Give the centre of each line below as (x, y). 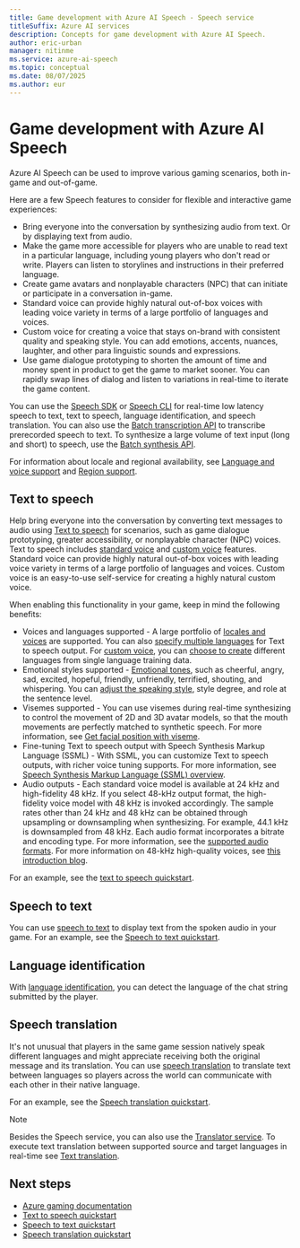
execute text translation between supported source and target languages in (148, 1146)
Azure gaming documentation (77, 1205)
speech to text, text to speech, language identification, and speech (133, 415)
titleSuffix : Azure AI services (69, 26)
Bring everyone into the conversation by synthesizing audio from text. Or (156, 226)
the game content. (56, 388)
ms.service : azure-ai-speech (64, 59)
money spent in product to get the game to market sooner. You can (146, 370)
